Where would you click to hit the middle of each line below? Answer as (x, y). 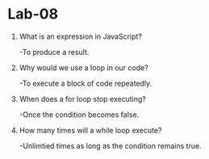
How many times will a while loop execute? (90, 130)
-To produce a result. (54, 52)
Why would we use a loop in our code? (84, 67)
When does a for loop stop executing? (82, 98)
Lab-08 (33, 14)
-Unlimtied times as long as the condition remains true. (111, 145)
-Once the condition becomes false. (79, 115)
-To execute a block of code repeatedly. (86, 83)
